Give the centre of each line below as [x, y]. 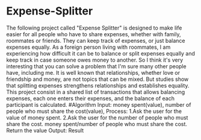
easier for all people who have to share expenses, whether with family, [94, 34]
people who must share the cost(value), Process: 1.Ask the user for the [94, 111]
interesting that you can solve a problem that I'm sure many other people [96, 66]
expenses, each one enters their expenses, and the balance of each [90, 98]
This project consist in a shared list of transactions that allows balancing [96, 92]
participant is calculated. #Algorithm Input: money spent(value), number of [99, 104]
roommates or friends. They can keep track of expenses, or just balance [96, 40]
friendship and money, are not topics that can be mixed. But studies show [97, 79]
